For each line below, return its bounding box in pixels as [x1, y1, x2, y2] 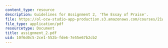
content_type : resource [5, 7, 55, 12]
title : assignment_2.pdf [5, 30, 57, 35]
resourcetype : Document [5, 26, 55, 31]
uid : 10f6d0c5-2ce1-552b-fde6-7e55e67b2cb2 [5, 35, 97, 40]
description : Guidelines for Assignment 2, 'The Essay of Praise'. [5, 12, 149, 17]
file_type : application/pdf [5, 21, 64, 26]
